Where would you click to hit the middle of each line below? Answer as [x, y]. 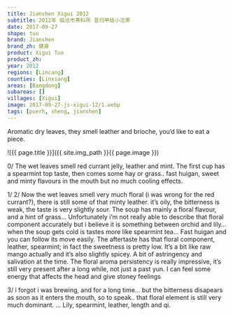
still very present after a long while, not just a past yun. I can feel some [109, 269]
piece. [16, 139]
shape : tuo [23, 33]
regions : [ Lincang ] [36, 72]
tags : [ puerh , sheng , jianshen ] [54, 111]
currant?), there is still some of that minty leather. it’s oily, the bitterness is [114, 202]
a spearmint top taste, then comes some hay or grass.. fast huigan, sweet [113, 173]
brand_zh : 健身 [28, 46]
